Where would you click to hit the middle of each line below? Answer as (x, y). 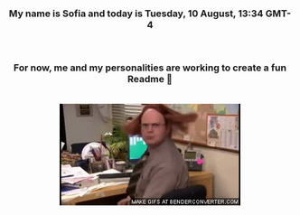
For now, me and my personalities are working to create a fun (150, 68)
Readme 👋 (150, 79)
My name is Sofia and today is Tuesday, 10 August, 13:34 (136, 14)
